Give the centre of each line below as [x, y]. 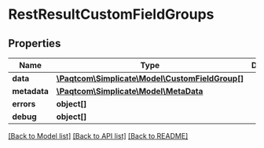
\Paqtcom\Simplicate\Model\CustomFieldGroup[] [150, 78]
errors [24, 104]
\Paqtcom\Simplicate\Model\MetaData [130, 91]
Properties [35, 43]
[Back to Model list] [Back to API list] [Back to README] [98, 136]
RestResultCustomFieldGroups [111, 14]
